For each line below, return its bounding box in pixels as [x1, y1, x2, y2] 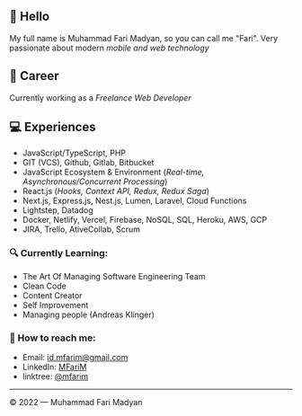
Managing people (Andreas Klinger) [22, 309, 155, 320]
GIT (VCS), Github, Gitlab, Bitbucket [22, 157, 155, 168]
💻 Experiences [9, 119, 96, 135]
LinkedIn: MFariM [22, 361, 87, 373]
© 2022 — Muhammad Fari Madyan [9, 397, 143, 408]
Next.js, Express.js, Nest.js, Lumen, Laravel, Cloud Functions [22, 195, 247, 207]
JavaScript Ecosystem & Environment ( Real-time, [22, 167, 205, 178]
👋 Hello [9, 9, 50, 24]
